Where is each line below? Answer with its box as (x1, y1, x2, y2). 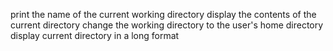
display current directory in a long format (10, 30, 180, 41)
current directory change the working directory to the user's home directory (10, 19, 324, 31)
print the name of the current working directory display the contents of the (10, 9, 317, 20)
